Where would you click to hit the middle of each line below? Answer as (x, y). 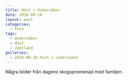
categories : (18, 24)
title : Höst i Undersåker (33, 10)
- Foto (17, 29)
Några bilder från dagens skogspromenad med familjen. (64, 72)
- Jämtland (22, 48)
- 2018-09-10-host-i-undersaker (45, 57)
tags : (11, 34)
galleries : (17, 52)
